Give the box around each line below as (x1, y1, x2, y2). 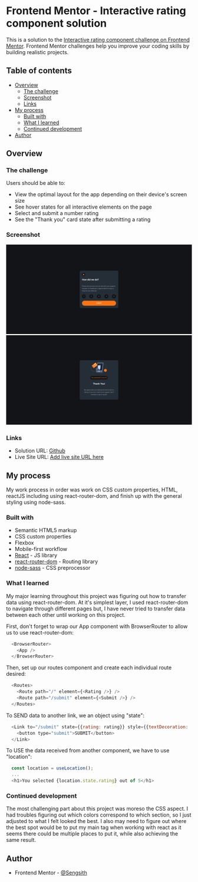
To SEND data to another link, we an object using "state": (6, 712, 145, 719)
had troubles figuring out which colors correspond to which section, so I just (6, 811, 192, 818)
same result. (6, 837, 37, 844)
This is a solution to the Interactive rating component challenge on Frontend (6, 36, 190, 43)
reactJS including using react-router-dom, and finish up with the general (6, 493, 182, 500)
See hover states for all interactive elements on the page (14, 203, 152, 210)
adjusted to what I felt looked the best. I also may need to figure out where (6, 818, 187, 825)
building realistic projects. (6, 48, 69, 55)
